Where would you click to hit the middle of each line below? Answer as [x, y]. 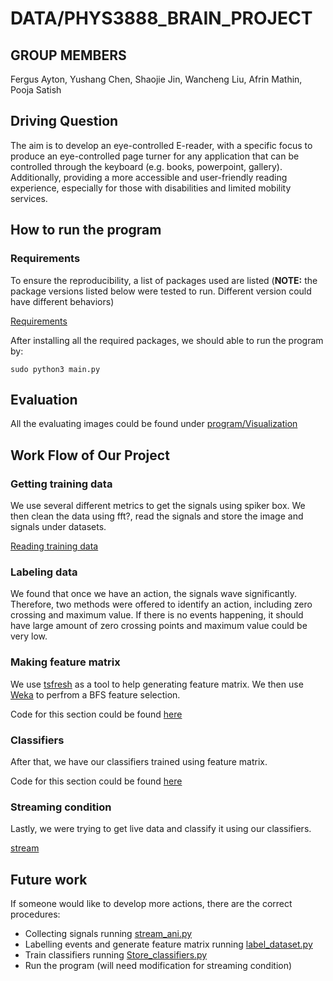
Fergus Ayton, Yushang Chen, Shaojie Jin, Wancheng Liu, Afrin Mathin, [156, 79]
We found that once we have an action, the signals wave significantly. [154, 594]
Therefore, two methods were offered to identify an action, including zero [161, 604]
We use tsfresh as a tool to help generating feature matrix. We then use [157, 684]
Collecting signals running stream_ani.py [108, 933]
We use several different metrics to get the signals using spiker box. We [158, 505]
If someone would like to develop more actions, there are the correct [151, 903]
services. [29, 198]
